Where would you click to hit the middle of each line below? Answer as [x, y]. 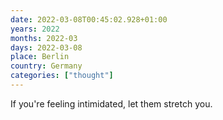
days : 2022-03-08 [46, 47]
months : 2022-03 [44, 38]
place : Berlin [40, 57]
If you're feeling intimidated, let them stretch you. [111, 103]
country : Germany [46, 66]
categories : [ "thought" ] [62, 76]
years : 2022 [35, 29]
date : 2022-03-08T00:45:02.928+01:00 [89, 19]
